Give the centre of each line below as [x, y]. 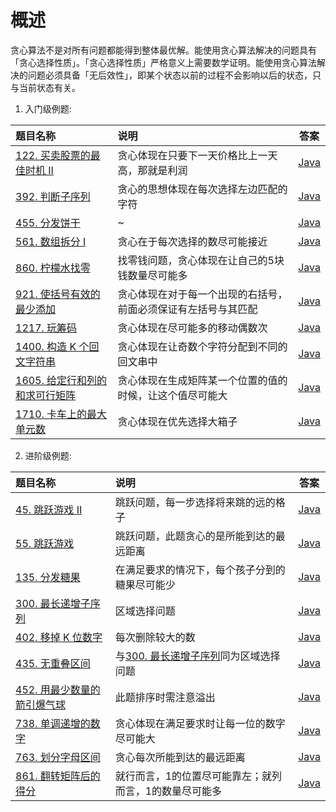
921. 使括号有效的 [58, 294]
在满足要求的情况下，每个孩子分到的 [200, 569]
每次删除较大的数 [155, 637]
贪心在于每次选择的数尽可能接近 [192, 241]
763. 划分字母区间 [58, 757]
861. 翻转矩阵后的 [58, 776]
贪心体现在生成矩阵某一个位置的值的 [202, 380]
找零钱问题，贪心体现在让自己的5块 [201, 260]
